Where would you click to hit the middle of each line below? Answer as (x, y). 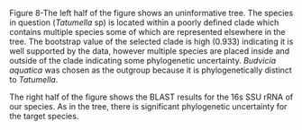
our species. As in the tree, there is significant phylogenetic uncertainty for (148, 106)
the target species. (44, 116)
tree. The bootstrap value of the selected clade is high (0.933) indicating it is (151, 41)
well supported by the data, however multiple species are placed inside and (150, 51)
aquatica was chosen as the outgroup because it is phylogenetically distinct (151, 70)
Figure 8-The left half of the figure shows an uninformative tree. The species (151, 13)
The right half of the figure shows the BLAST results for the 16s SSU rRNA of (151, 97)
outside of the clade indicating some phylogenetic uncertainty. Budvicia (143, 61)
